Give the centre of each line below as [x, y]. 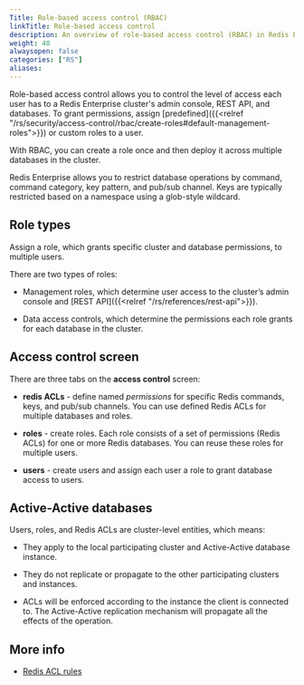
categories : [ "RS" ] [46, 60]
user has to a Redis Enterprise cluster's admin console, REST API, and [140, 103]
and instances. [50, 584]
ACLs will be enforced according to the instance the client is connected [156, 602]
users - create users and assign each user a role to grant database [147, 470]
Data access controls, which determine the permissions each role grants [157, 319]
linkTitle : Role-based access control [82, 26]
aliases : [26, 69]
